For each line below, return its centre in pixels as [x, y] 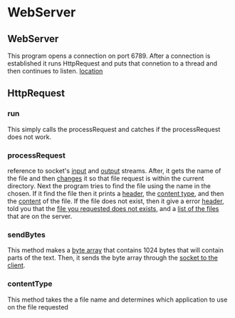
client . [16, 265]
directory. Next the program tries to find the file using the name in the [109, 185]
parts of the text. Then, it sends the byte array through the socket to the [113, 258]
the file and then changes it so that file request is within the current [106, 178]
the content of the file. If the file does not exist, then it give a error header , [116, 201]
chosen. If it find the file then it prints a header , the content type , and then [116, 193]
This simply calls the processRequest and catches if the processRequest [114, 129]
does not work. [30, 137]
